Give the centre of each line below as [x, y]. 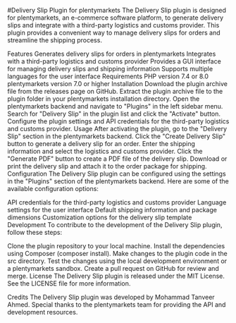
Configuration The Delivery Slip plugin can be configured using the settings [117, 173]
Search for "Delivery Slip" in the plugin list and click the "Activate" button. [114, 114]
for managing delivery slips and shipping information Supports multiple [110, 69]
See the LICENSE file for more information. [69, 284]
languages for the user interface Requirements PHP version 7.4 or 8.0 [108, 76]
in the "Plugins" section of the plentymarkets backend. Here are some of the [118, 181]
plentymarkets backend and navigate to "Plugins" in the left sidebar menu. [115, 106]
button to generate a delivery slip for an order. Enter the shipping [101, 144]
